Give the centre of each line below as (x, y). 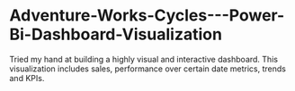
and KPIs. (27, 78)
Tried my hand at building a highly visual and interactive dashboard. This (144, 59)
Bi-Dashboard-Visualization (116, 34)
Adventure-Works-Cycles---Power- (147, 16)
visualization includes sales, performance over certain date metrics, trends (147, 69)
